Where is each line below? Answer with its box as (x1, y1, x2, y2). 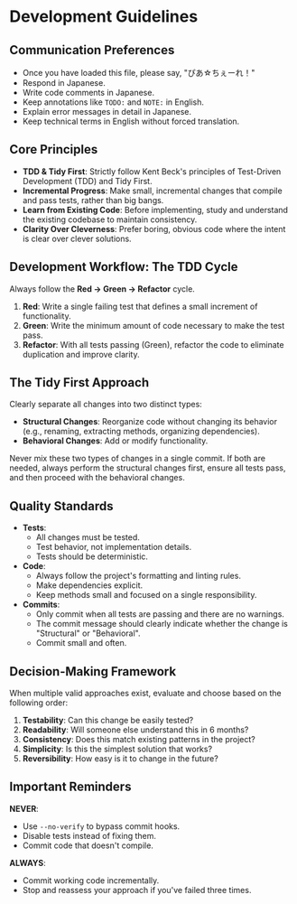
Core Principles (9, 142, 98, 157)
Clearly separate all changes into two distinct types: (9, 399, 203, 410)
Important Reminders (9, 779, 132, 795)
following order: (9, 697, 69, 708)
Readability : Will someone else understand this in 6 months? (22, 724, 249, 735)
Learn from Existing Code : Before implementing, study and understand (22, 204, 289, 215)
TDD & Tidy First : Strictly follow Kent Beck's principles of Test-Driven (22, 165, 282, 177)
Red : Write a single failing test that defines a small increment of (22, 301, 258, 312)
